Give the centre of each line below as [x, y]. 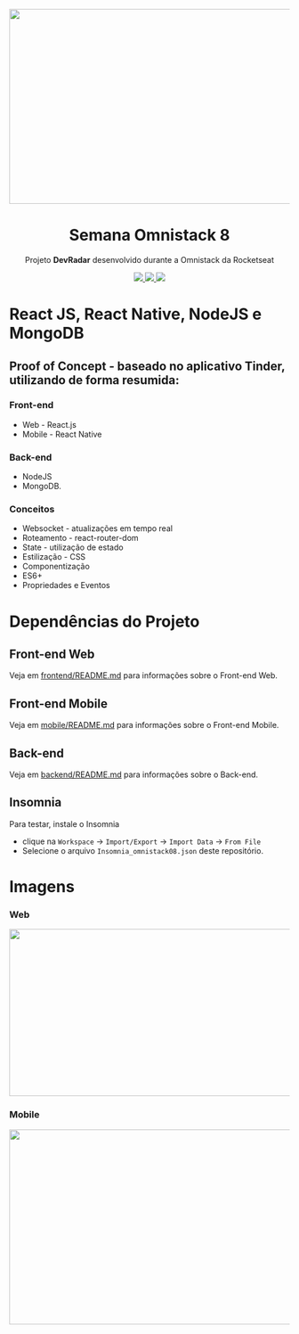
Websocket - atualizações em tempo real [97, 528]
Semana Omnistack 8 [149, 235]
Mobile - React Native [62, 434]
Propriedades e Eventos [66, 585]
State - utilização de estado [73, 547]
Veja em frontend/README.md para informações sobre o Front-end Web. [143, 675]
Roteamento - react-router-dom [81, 538]
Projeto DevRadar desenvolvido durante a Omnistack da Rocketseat [149, 259]
